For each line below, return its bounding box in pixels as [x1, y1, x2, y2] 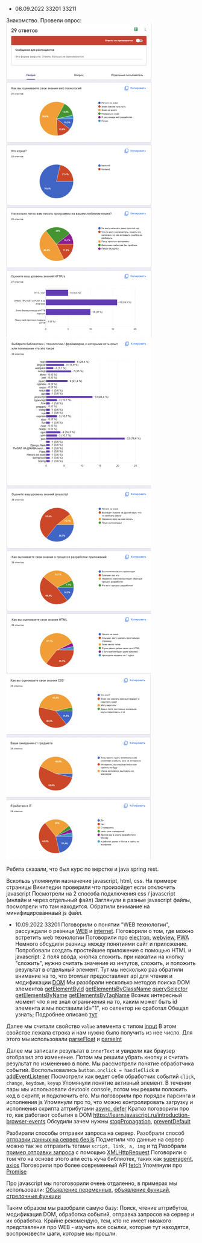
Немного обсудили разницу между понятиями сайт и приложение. [14, 940, 188, 948]
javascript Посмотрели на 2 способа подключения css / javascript [6, 890, 176, 897]
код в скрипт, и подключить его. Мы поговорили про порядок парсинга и [6, 1092, 196, 1099]
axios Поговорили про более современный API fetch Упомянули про [6, 1161, 183, 1169]
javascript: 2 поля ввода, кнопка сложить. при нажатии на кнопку [14, 953, 184, 960]
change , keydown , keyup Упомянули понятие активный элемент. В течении [6, 1079, 192, 1086]
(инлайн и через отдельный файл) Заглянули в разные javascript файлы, [6, 897, 192, 903]
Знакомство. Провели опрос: [6, 17, 82, 24]
